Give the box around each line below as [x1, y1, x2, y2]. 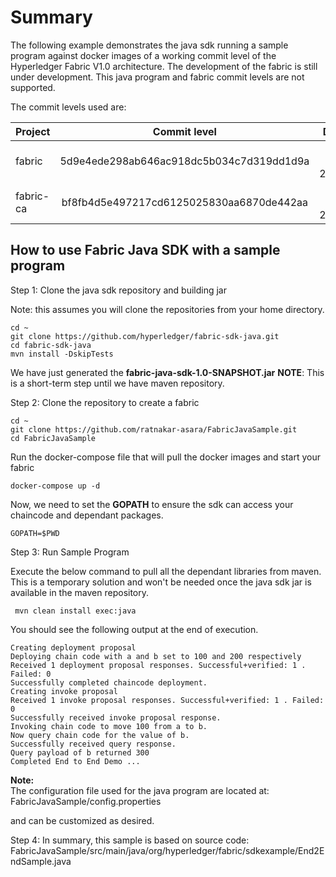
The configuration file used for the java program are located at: [10, 784, 270, 796]
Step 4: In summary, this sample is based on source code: [10, 834, 250, 846]
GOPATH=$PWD [10, 528, 60, 538]
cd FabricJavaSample [10, 433, 97, 443]
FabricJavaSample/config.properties [10, 795, 162, 807]
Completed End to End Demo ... [10, 756, 141, 766]
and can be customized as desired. [10, 814, 155, 826]
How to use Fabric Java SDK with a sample [10, 242, 281, 259]
